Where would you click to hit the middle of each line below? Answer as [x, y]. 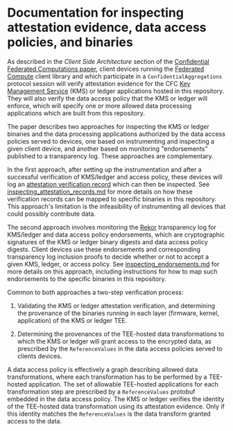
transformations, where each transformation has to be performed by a [107, 377]
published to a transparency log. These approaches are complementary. [110, 156]
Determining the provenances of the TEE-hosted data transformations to [121, 334]
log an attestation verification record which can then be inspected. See [109, 184]
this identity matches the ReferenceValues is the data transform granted [109, 414]
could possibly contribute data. [51, 214]
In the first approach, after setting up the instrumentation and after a [105, 169]
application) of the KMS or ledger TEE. [72, 320]
